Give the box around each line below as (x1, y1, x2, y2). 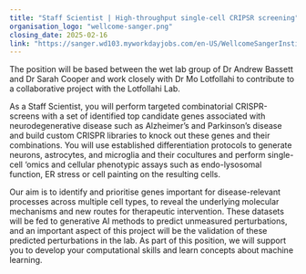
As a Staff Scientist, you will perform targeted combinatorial (9, 101, 234, 112)
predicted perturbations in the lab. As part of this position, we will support (9, 235, 287, 247)
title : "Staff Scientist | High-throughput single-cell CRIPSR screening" (9, 13, 300, 23)
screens (9, 111, 40, 121)
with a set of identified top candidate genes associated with (41, 111, 266, 121)
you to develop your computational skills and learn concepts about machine (9, 245, 294, 256)
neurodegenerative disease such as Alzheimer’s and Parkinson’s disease (9, 121, 282, 132)
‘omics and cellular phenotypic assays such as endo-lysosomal (24, 159, 262, 170)
